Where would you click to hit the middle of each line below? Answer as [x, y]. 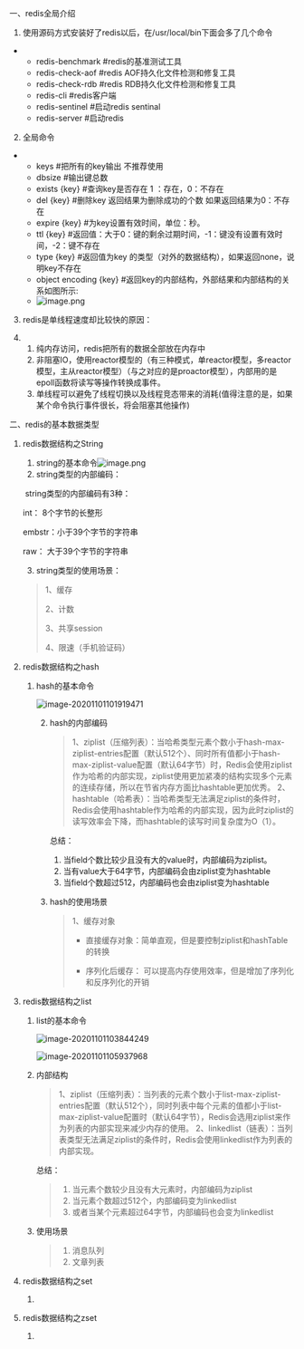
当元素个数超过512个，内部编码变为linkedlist [154, 1200]
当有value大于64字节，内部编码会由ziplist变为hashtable [167, 871]
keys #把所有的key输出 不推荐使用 [100, 166]
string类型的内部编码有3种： [78, 493]
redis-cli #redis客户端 [76, 95]
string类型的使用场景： [79, 570]
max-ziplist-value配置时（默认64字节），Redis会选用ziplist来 [171, 1117]
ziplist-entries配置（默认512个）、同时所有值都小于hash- [176, 753]
